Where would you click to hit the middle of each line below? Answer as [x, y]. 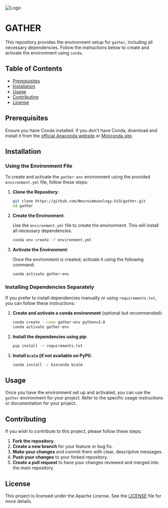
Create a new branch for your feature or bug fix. [63, 446]
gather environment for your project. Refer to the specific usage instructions [84, 398]
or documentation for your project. [41, 403]
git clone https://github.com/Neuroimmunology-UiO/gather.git [79, 201]
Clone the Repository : [36, 192]
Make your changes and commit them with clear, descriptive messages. [88, 452]
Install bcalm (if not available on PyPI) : [52, 355]
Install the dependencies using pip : [50, 336]
